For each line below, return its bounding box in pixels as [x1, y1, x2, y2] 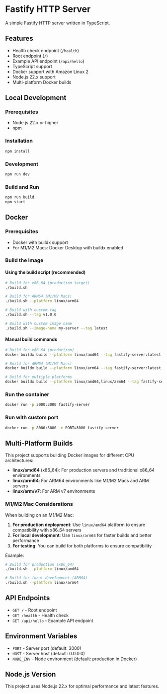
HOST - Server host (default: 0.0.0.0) [12, 650, 85, 656]
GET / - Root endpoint [12, 607, 57, 613]
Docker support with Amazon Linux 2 [12, 69, 88, 75]
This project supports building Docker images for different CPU [5, 452, 135, 458]
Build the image [5, 257, 44, 264]
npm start [5, 199, 26, 204]
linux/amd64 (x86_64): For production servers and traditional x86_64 [12, 467, 155, 473]
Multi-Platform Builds [5, 439, 73, 448]
